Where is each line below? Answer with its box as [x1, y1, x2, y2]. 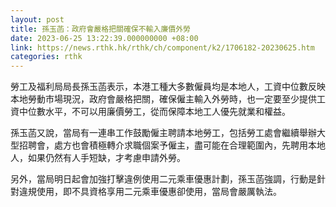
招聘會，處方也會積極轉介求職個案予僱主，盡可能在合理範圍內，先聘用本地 [18, 139, 326, 151]
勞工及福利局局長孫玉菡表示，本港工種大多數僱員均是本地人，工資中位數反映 [10, 81, 326, 93]
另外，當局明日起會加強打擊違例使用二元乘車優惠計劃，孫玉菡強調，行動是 [10, 173, 317, 185]
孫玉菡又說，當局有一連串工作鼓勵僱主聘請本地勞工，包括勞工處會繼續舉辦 [10, 127, 317, 139]
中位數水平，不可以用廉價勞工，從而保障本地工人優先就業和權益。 [18, 106, 291, 118]
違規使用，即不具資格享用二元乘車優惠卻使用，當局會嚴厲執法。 [18, 186, 282, 198]
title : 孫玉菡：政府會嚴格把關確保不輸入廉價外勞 [10, 24, 191, 34]
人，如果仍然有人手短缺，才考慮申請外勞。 [10, 152, 186, 164]
